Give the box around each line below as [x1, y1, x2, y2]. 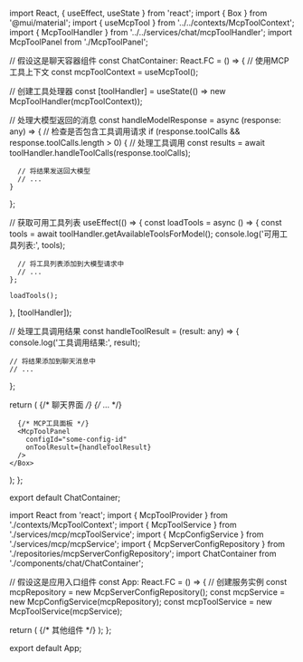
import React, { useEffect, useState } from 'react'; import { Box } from [9, 8, 268, 18]
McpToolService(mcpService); [9, 606, 123, 617]
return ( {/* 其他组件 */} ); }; [9, 625, 112, 635]
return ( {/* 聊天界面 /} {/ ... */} [9, 399, 122, 410]
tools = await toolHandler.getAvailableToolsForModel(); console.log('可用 [9, 228, 280, 239]
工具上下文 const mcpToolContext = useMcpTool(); [9, 67, 199, 77]
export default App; [9, 643, 82, 653]
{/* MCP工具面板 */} [17, 419, 90, 428]
